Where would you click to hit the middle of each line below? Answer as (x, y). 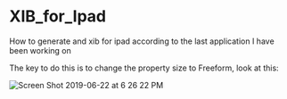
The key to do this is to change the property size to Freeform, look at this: (144, 68)
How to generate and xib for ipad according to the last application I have (142, 41)
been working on (40, 50)
